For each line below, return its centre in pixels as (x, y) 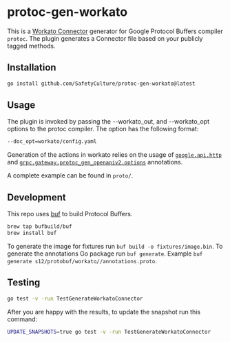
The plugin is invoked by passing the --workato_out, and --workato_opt (108, 122)
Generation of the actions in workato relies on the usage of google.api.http (115, 155)
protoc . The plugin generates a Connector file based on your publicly (105, 38)
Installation (32, 67)
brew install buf (32, 233)
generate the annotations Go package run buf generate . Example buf (105, 254)
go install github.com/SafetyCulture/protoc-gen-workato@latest (101, 84)
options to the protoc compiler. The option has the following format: (103, 129)
